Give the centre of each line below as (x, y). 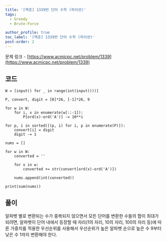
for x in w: (26, 164)
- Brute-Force (24, 24)
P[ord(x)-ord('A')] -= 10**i (53, 117)
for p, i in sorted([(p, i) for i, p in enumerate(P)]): (65, 125)
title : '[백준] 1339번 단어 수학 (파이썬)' (45, 10)
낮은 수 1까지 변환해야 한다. (31, 235)
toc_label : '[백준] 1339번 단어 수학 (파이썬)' (50, 37)
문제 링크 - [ (17, 56)
